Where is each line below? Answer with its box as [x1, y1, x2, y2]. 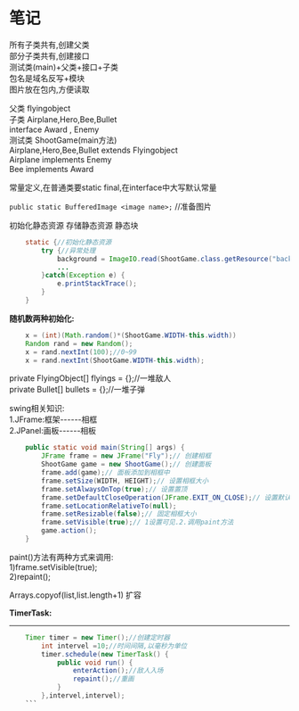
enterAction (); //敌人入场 [72, 666, 164, 675]
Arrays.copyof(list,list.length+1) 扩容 [9, 590, 142, 600]
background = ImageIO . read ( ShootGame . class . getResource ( [56, 254, 273, 263]
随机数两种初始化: [9, 313, 75, 324]
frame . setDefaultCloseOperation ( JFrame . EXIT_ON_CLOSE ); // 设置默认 [41, 492, 291, 502]
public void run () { [56, 657, 133, 667]
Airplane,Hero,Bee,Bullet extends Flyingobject [9, 145, 178, 155]
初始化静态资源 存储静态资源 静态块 [9, 219, 139, 230]
